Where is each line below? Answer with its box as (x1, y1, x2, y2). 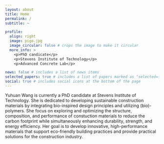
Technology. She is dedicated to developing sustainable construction (5, 97, 144, 103)
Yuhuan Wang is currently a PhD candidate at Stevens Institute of (5, 92, 137, 98)
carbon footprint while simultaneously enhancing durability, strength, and (5, 118, 153, 124)
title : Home (5, 12, 29, 17)
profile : (5, 30, 23, 35)
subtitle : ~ (5, 20, 29, 26)
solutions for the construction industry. (5, 133, 83, 139)
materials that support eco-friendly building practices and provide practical (5, 128, 156, 134)
